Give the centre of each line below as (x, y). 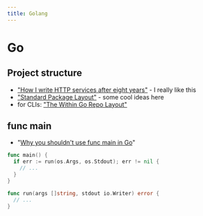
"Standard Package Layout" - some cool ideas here (90, 97)
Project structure (45, 73)
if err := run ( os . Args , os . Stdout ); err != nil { (86, 162)
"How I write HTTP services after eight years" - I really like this (106, 90)
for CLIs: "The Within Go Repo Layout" (72, 104)
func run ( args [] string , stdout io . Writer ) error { (83, 193)
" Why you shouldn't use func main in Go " (76, 143)
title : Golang (28, 13)
